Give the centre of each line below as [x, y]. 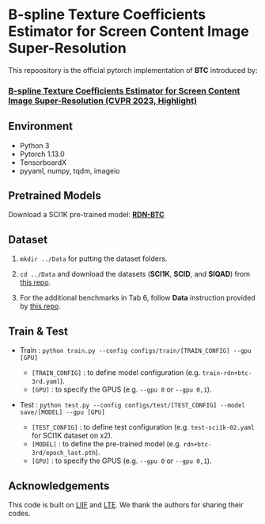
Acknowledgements [59, 486]
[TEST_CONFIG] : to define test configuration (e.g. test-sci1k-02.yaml [143, 427]
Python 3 [34, 145]
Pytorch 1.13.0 [42, 154]
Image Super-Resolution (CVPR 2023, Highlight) [103, 101]
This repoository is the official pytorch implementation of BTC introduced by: [133, 70]
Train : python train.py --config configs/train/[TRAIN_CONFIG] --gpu [135, 350]
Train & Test [38, 331]
